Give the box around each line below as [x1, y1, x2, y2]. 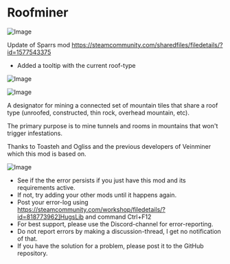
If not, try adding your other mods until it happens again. [16, 191, 177, 199]
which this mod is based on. [7, 149, 87, 158]
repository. [16, 249, 48, 257]
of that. [16, 235, 38, 243]
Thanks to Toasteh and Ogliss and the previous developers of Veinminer [7, 142, 211, 150]
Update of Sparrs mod [7, 40, 71, 49]
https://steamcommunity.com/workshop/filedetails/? [16, 205, 166, 213]
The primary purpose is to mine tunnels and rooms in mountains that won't [7, 121, 218, 130]
